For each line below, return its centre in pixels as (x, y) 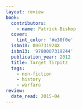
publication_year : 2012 (41, 57)
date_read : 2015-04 (36, 96)
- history (29, 79)
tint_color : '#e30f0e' (45, 40)
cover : (19, 35)
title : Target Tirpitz (39, 62)
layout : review (25, 12)
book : (12, 18)
